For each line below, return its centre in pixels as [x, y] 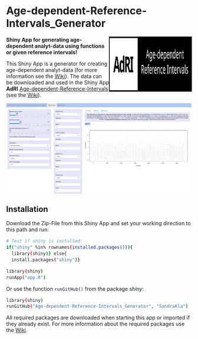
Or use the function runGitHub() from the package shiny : [75, 289]
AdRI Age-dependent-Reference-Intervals [57, 88]
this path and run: [27, 230]
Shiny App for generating [38, 40]
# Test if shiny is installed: [44, 241]
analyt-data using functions [70, 46]
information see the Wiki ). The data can [54, 76]
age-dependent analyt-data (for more [52, 70]
